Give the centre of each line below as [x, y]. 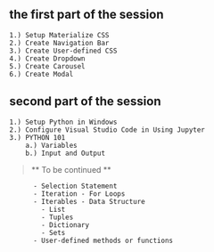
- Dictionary [66, 225]
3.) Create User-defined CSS [63, 51]
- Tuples [58, 217]
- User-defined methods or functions [103, 240]
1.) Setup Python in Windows [63, 122]
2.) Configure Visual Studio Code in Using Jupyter [107, 130]
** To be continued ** [71, 169]
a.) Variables [51, 145]
